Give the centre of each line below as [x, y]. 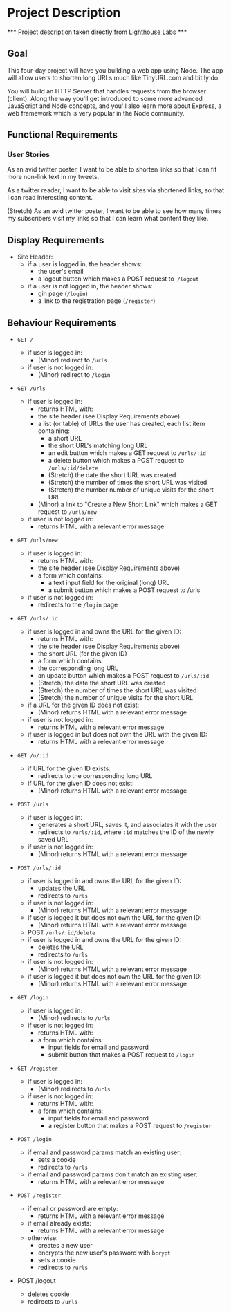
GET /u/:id [33, 756]
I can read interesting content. [50, 198]
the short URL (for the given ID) [83, 654]
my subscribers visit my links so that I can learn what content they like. [108, 219]
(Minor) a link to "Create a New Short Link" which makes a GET [128, 505]
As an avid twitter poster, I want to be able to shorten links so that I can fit [112, 169]
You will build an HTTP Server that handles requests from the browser [107, 91]
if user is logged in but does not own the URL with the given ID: [117, 734]
